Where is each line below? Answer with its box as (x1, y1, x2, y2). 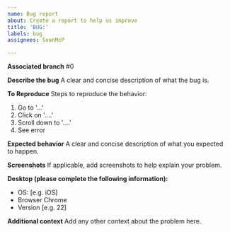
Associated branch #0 (7, 62, 74, 71)
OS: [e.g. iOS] (17, 188, 58, 197)
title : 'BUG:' (7, 23, 50, 30)
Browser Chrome (17, 196, 67, 204)
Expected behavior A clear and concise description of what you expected (7, 139, 224, 149)
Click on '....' (17, 111, 54, 120)
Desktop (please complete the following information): (7, 175, 168, 183)
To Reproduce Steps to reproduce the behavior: (7, 90, 147, 98)
